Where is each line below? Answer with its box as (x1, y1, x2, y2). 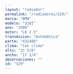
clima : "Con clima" (5, 43, 45, 48)
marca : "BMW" (5, 16, 32, 21)
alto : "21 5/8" (5, 48, 36, 53)
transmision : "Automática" (5, 35, 60, 39)
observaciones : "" (5, 57, 42, 62)
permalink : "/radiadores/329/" (5, 12, 69, 17)
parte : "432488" (5, 39, 38, 44)
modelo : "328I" (5, 20, 36, 26)
